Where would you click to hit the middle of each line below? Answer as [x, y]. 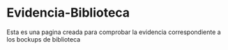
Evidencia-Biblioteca [68, 13]
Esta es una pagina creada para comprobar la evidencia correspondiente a [114, 32]
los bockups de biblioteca [44, 39]
